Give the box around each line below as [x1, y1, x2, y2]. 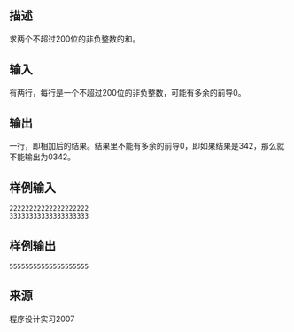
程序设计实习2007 [9, 313, 75, 324]
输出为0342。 [24, 151, 76, 162]
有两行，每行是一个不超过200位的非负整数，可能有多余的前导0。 [9, 87, 246, 97]
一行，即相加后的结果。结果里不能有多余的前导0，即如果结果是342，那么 [9, 141, 277, 151]
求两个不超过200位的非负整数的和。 [9, 34, 141, 44]
